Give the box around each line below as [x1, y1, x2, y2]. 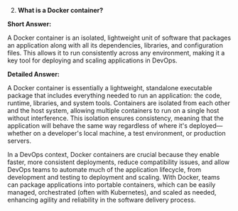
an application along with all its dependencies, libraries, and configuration [7, 41, 224, 49]
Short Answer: [7, 20, 52, 28]
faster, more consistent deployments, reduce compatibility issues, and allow [7, 158, 230, 166]
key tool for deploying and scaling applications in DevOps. [7, 56, 178, 65]
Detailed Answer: [7, 70, 60, 78]
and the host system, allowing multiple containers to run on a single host [7, 107, 220, 114]
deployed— [189, 121, 223, 130]
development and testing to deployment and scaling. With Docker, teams [7, 173, 220, 181]
